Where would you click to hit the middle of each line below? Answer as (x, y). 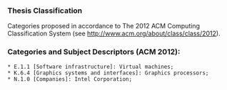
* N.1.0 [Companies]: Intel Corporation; (70, 79)
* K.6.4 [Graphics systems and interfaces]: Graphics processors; (108, 73)
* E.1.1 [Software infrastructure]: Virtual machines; (91, 67)
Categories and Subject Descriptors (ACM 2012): (94, 52)
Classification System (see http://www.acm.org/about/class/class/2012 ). (114, 33)
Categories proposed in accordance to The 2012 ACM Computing (104, 26)
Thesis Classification (45, 11)
